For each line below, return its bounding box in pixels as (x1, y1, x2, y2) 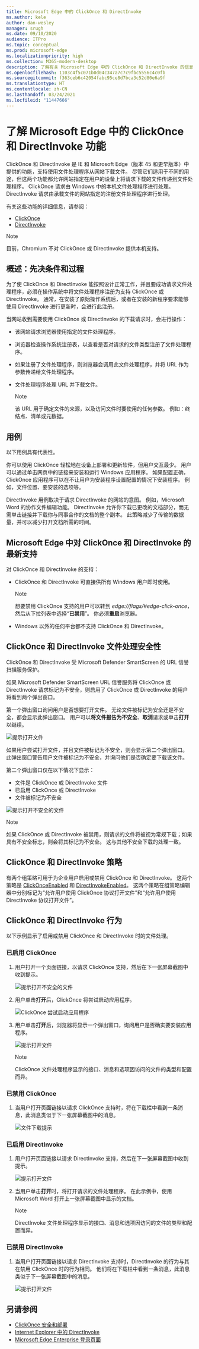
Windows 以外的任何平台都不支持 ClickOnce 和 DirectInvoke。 (14, 623, 167, 629)
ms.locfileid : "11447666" (6, 97, 70, 103)
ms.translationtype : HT (6, 81, 65, 87)
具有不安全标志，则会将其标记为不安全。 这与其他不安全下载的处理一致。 (6, 838, 184, 845)
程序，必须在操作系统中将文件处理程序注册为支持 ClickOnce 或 (11, 288, 164, 295)
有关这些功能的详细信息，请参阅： (6, 203, 89, 210)
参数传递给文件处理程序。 (14, 368, 78, 375)
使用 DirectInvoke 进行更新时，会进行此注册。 (6, 303, 118, 310)
